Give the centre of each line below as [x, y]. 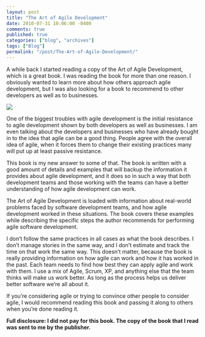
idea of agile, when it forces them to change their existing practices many [99, 144]
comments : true [26, 29]
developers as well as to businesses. [53, 95]
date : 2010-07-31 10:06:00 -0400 [49, 23]
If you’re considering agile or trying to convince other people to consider [98, 296]
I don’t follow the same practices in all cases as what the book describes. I [100, 239]
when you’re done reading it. [43, 309]
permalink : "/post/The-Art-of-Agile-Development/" [72, 52]
